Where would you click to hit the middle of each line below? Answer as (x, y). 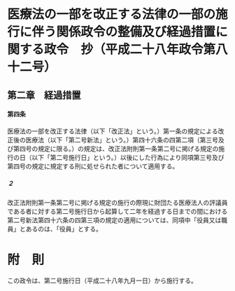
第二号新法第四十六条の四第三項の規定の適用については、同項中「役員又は (114, 220)
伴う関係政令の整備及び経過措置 (124, 32)
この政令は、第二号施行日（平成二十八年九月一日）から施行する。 (102, 280)
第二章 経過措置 (44, 95)
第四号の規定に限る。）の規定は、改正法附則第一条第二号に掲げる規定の (116, 149)
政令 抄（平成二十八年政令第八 (136, 49)
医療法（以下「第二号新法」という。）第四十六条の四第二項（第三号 (122, 140)
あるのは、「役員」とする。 (64, 229)
